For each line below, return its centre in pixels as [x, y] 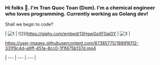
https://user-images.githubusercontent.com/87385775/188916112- [72, 43]
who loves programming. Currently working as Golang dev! [77, 14]
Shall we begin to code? [29, 24]
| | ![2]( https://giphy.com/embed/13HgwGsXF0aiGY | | [68, 34]
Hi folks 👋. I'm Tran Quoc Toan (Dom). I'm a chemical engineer [80, 8]
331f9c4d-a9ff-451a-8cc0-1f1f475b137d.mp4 [51, 49]
